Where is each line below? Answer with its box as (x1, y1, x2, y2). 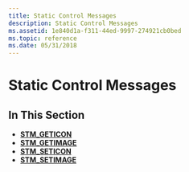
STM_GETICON (19, 129, 72, 139)
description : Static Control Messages (8, 19, 138, 27)
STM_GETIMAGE (19, 138, 77, 148)
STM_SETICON (19, 146, 72, 157)
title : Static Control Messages (8, 11, 117, 20)
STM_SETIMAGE (19, 155, 77, 165)
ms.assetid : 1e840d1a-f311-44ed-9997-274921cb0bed (8, 27, 182, 35)
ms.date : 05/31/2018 (8, 42, 78, 50)
